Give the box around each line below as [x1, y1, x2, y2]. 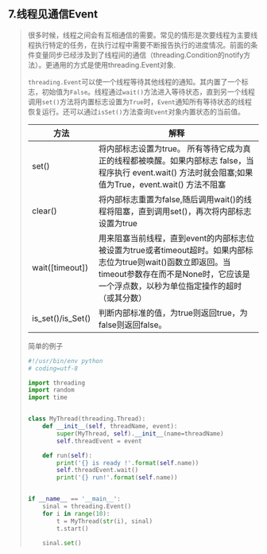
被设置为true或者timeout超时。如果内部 [98, 244, 246, 256]
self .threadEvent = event [56, 437, 142, 445]
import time [27, 393, 68, 402]
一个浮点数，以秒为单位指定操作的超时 [98, 280, 242, 291]
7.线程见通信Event [8, 7, 98, 21]
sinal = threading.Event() [42, 502, 132, 511]
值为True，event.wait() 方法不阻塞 [98, 178, 226, 189]
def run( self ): [42, 451, 93, 459]
